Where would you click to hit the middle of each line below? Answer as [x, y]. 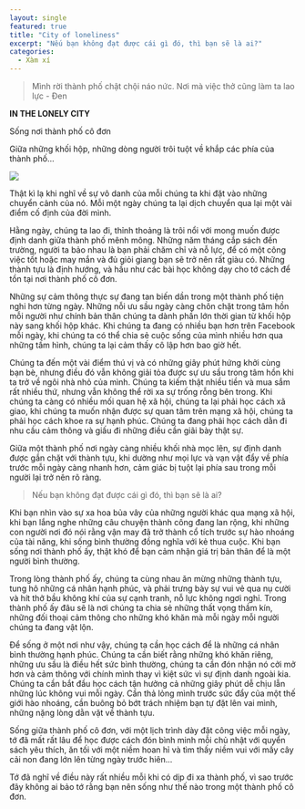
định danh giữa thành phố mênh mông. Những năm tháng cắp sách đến [143, 240]
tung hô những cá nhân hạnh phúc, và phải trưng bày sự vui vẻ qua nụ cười [150, 588]
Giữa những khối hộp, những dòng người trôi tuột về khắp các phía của [142, 149]
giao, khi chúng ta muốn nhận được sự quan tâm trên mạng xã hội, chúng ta [151, 411]
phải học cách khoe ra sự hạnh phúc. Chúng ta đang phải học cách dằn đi [148, 421]
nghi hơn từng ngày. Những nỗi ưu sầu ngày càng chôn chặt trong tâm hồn [149, 306]
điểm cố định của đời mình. [61, 213]
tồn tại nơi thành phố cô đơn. [63, 279]
